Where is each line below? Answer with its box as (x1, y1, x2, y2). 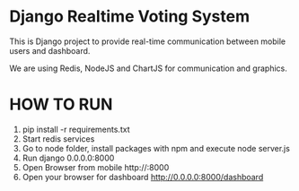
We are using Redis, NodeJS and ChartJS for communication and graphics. (9, 63, 287, 74)
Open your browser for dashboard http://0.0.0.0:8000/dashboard (22, 171, 264, 182)
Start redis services (22, 133, 95, 144)
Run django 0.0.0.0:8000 (22, 152, 115, 163)
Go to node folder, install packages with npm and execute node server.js (22, 143, 290, 153)
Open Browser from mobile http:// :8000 (22, 161, 170, 172)
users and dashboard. (9, 45, 91, 56)
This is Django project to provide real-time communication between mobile (9, 36, 286, 47)
